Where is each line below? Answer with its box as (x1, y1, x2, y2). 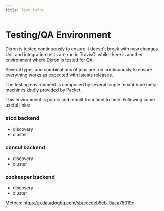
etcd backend (5, 115, 40, 122)
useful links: (5, 102, 30, 108)
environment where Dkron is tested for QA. (5, 57, 94, 63)
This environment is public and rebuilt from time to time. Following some (5, 96, 155, 102)
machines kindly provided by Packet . (5, 87, 82, 93)
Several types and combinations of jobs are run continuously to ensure (5, 66, 152, 72)
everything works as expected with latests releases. (5, 72, 114, 78)
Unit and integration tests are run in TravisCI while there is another (5, 51, 143, 57)
